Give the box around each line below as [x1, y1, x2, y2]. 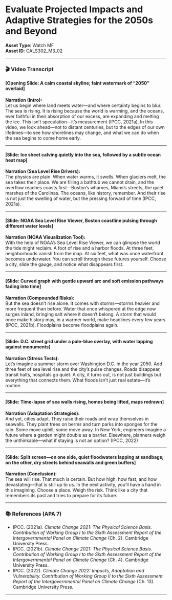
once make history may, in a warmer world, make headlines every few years [5, 316, 166, 323]
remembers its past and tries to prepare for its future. [5, 493, 118, 499]
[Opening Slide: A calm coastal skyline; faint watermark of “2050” [5, 80, 149, 86]
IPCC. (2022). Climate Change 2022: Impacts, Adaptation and [12, 567, 144, 573]
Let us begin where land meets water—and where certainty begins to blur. [5, 102, 162, 108]
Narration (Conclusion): [5, 471, 57, 477]
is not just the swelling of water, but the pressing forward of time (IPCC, [5, 195, 156, 202]
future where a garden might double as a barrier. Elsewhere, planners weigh [5, 432, 166, 438]
